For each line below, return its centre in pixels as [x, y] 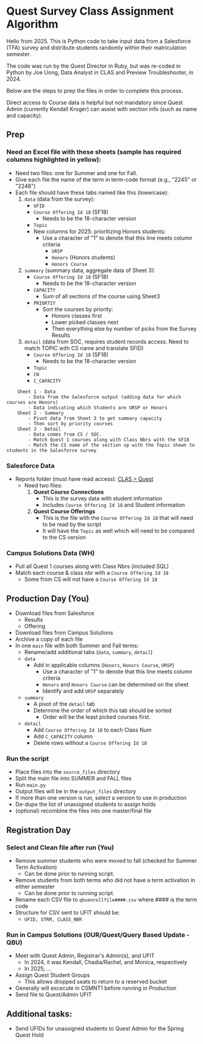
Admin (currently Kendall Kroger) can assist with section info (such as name [101, 109]
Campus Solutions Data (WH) [51, 553]
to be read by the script [72, 524]
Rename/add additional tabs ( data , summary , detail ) [88, 652]
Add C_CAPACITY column [63, 736]
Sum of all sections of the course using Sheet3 [101, 296]
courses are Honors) [33, 402]
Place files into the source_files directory [68, 772]
